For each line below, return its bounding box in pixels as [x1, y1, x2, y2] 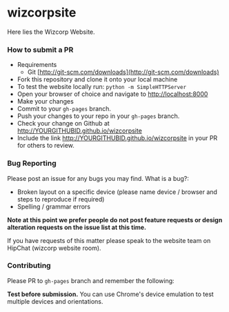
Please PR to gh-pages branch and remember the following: [7, 276, 175, 284]
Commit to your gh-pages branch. [17, 105, 112, 113]
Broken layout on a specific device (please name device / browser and [17, 188, 217, 196]
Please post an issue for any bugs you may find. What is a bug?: [7, 174, 190, 182]
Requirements [17, 61, 57, 69]
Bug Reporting [7, 159, 57, 168]
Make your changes [17, 97, 74, 106]
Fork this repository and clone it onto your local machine [17, 75, 178, 84]
